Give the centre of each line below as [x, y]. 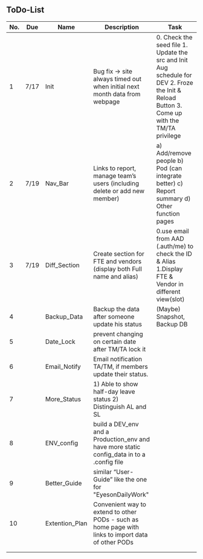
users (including [116, 183]
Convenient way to [120, 504]
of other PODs [114, 542]
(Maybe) [169, 309]
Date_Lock [60, 342]
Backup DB [172, 324]
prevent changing [118, 334]
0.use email [172, 231]
